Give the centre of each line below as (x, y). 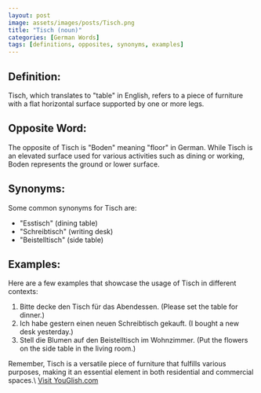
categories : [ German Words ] (54, 37)
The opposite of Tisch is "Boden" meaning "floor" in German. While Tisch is (130, 147)
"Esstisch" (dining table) (58, 223)
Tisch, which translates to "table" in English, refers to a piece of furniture (126, 95)
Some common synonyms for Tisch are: (72, 208)
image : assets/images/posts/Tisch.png (71, 23)
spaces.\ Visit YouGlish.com (53, 380)
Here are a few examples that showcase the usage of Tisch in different (122, 283)
